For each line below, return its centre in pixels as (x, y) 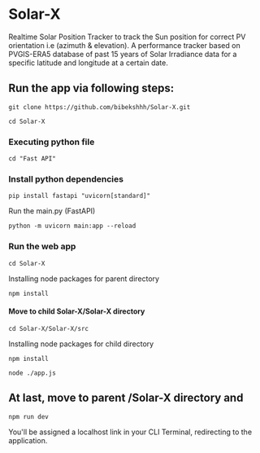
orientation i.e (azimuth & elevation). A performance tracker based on (125, 45)
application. (28, 440)
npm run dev (28, 416)
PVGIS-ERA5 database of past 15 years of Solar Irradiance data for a (123, 54)
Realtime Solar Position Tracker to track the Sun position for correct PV (127, 37)
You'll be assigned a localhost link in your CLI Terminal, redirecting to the (130, 432)
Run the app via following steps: (91, 88)
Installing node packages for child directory (81, 344)
